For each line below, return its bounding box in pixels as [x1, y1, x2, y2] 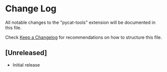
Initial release [12, 62, 40, 68]
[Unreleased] [5, 49, 47, 57]
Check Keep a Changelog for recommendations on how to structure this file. [5, 34, 162, 40]
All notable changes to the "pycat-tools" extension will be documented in [5, 19, 156, 25]
